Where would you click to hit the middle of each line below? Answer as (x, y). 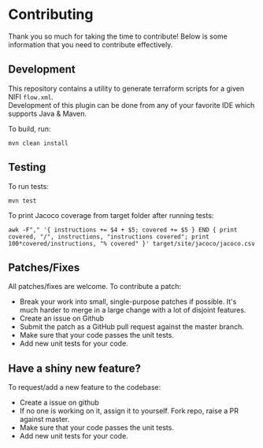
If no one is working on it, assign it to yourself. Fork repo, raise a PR (129, 411)
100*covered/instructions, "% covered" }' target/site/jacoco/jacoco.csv (132, 243)
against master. (44, 420)
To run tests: (28, 186)
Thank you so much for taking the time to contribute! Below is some (118, 36)
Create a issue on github (59, 402)
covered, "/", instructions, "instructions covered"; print (109, 237)
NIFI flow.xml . (31, 97)
